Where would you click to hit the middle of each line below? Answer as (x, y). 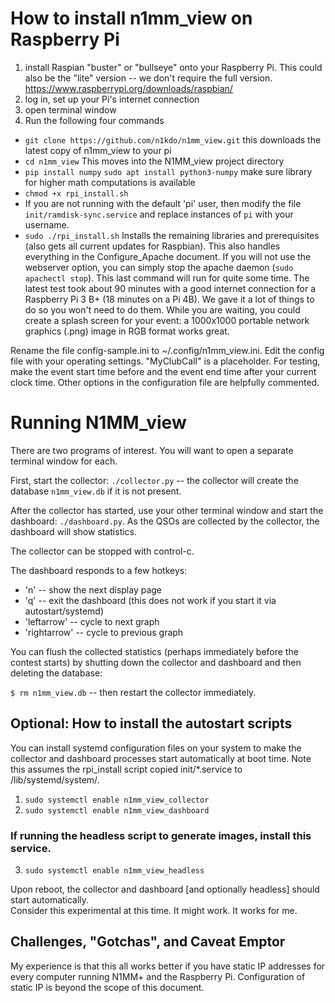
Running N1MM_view (98, 423)
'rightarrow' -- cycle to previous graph (104, 632)
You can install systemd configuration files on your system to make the (156, 748)
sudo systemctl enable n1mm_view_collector (117, 800)
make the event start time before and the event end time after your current (163, 371)
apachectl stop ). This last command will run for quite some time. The (167, 278)
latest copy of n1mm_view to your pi (98, 150)
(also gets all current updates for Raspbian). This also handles (152, 246)
